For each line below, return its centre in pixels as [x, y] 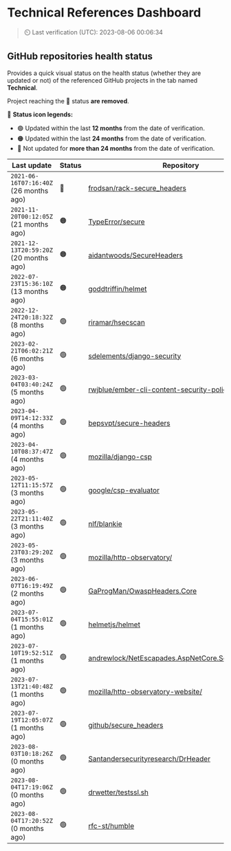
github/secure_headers [126, 725]
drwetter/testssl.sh [119, 792]
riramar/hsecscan [117, 322]
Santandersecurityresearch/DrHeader [150, 759]
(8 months [27, 325]
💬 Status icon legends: [40, 114]
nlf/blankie [105, 523]
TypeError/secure [117, 222]
